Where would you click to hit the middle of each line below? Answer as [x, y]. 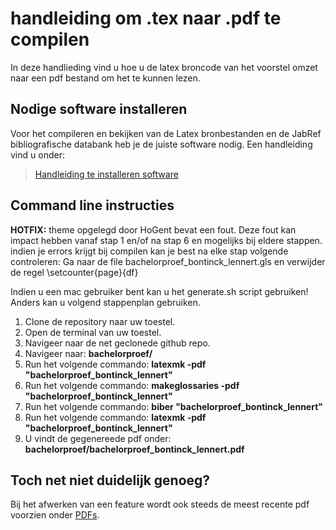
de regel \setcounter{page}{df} [74, 272]
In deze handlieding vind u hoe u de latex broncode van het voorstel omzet [164, 67]
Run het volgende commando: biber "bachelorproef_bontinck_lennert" [174, 406]
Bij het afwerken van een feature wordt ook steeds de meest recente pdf [160, 504]
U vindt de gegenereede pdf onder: [98, 438]
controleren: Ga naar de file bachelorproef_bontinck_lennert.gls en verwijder [168, 261]
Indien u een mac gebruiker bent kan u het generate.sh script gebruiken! [159, 291]
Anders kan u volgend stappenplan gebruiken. [105, 302]
